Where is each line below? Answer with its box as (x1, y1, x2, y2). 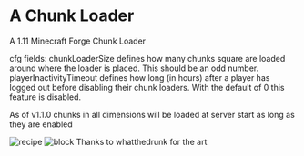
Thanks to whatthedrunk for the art (76, 136, 208, 147)
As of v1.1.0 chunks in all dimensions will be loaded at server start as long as (9, 109, 296, 120)
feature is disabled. (9, 92, 82, 102)
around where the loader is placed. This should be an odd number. (9, 63, 259, 73)
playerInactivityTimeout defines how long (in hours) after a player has (9, 72, 270, 83)
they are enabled (9, 119, 73, 130)
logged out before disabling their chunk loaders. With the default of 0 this (9, 82, 285, 93)
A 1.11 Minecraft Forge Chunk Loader (9, 35, 147, 46)
